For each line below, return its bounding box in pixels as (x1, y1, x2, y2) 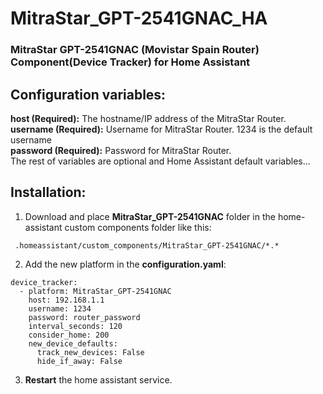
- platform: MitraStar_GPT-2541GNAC (19, 286, 172, 296)
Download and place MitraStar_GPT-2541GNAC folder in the (24, 210, 276, 222)
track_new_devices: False (36, 347, 145, 357)
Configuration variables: (10, 86, 167, 103)
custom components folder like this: (64, 221, 212, 233)
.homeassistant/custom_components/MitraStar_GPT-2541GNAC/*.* (14, 240, 280, 251)
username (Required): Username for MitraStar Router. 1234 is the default (10, 123, 313, 135)
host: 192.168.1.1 (28, 295, 105, 305)
